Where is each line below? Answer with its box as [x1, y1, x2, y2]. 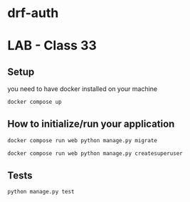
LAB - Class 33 [7, 38, 97, 54]
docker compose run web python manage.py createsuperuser [7, 149, 183, 157]
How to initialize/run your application [7, 118, 175, 130]
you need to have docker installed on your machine [7, 85, 158, 93]
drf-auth [7, 5, 59, 21]
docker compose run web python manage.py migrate [7, 137, 158, 144]
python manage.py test [7, 188, 75, 196]
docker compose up [7, 98, 62, 106]
